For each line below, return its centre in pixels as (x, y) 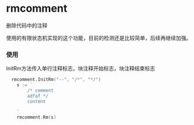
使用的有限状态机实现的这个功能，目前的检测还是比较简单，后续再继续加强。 (99, 38)
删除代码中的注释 (27, 25)
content (36, 102)
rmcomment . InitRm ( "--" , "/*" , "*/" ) (56, 80)
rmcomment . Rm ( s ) (37, 117)
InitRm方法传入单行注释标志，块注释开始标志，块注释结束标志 (81, 69)
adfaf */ (38, 96)
